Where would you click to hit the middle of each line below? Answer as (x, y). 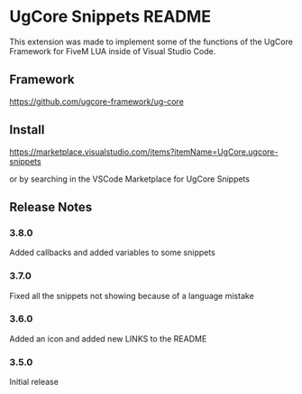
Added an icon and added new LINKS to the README (108, 338)
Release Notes (51, 206)
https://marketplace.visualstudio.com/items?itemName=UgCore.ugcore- (144, 152)
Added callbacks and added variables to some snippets (113, 253)
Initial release (34, 382)
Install (27, 130)
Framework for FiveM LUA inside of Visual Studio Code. (113, 51)
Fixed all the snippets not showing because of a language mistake (132, 295)
